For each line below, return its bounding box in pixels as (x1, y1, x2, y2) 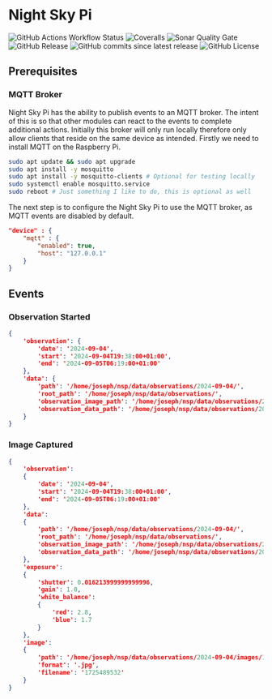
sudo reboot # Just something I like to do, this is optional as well (8, 188, 252, 196)
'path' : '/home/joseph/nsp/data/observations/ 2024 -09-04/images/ (37, 654, 263, 662)
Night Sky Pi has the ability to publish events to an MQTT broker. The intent (8, 107, 259, 117)
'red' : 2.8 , (51, 608, 92, 617)
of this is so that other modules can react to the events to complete (8, 116, 232, 126)
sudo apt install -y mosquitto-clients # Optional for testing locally (8, 173, 255, 181)
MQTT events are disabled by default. (8, 211, 134, 221)
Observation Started (8, 311, 91, 322)
